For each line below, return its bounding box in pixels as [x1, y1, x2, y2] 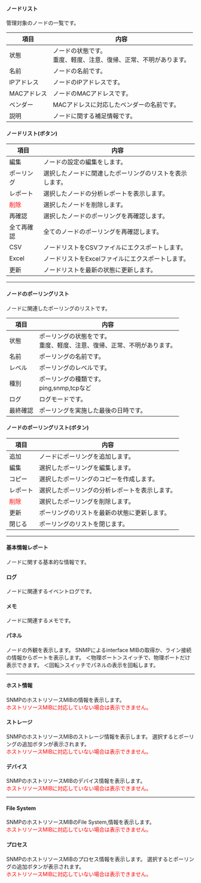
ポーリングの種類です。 [39, 375, 105, 383]
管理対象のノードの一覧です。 [6, 19, 80, 26]
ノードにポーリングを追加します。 [39, 452, 135, 460]
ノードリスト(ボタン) [6, 129, 58, 137]
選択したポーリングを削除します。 [39, 497, 135, 505]
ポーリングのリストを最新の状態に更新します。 [39, 508, 170, 517]
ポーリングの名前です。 [39, 352, 105, 360]
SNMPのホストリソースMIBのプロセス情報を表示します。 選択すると [6, 855, 173, 863]
